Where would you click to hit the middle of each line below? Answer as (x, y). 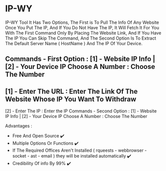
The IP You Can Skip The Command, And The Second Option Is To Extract (81, 38)
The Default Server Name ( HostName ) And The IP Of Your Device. (74, 43)
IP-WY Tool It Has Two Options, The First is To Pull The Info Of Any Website (82, 22)
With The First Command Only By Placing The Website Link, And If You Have (83, 33)
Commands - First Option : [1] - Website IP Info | (80, 59)
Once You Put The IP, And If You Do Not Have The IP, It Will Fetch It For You (82, 27)
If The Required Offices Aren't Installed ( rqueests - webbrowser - (80, 150)
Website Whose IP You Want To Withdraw (71, 99)
